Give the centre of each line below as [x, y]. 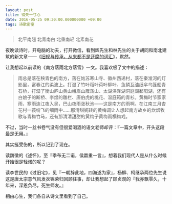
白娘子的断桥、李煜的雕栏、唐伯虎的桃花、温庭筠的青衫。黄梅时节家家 [92, 97]
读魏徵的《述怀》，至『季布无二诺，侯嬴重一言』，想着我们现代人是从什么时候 [86, 156]
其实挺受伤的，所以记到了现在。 [39, 145]
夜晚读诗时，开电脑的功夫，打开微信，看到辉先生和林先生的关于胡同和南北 [84, 50]
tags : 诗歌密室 [20, 24]
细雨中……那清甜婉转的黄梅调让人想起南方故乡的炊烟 [105, 110]
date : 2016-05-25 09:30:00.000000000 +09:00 [53, 19]
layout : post [19, 10]
